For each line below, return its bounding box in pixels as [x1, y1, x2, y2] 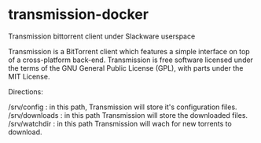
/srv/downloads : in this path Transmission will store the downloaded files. [8, 110, 248, 119]
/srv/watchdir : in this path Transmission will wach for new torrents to [8, 119, 232, 128]
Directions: [8, 86, 43, 96]
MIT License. [8, 71, 50, 81]
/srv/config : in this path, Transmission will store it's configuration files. [8, 102, 237, 112]
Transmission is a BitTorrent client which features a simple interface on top [8, 46, 250, 56]
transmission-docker [8, 5, 149, 24]
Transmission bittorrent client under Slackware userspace [8, 31, 196, 41]
